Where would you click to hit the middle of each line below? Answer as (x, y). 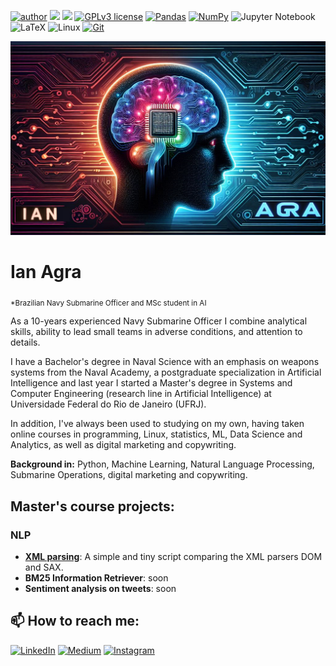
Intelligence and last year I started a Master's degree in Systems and (151, 383)
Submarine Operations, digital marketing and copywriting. (129, 475)
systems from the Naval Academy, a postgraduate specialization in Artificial (166, 372)
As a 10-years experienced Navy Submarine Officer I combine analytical (159, 321)
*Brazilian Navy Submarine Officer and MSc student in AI (108, 303)
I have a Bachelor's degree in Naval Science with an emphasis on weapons (165, 362)
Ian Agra (46, 271)
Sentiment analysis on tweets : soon (100, 588)
